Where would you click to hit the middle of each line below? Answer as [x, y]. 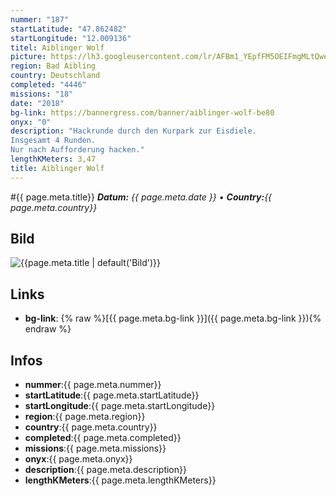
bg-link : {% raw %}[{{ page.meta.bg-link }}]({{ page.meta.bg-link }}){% [173, 318]
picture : [28, 57]
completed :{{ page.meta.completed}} [103, 438]
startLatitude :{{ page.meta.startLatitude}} [112, 395]
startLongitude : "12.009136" [71, 38]
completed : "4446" [48, 85]
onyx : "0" [31, 122]
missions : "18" [42, 94]
